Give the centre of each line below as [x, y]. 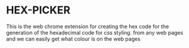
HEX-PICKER [38, 10]
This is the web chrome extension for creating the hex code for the [88, 26]
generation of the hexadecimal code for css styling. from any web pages [95, 32]
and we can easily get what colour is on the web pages [73, 39]
